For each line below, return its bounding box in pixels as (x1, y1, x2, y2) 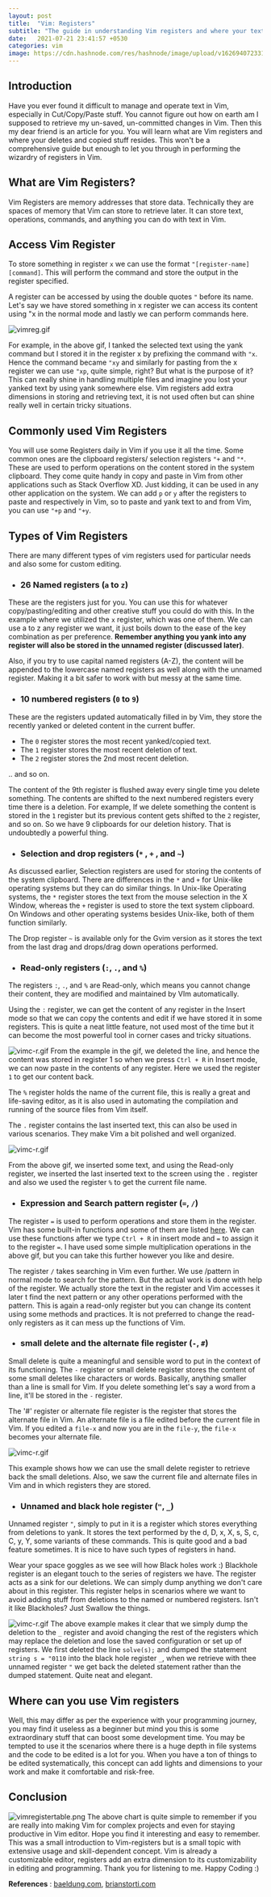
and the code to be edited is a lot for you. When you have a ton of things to (8, 1749, 257, 1759)
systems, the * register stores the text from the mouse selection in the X (8, 892, 248, 901)
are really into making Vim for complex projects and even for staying (8, 1820, 236, 1830)
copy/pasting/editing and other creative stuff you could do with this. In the (8, 606, 255, 616)
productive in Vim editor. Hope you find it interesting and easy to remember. (8, 1828, 261, 1839)
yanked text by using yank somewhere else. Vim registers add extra (8, 383, 234, 393)
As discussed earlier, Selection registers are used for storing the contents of (8, 866, 262, 875)
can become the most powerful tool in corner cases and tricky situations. (8, 1031, 252, 1040)
